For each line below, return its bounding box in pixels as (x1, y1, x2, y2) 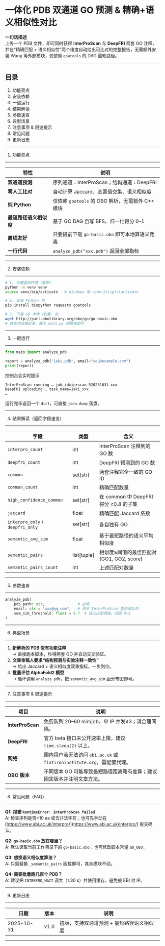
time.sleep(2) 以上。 (44, 742, 93, 749)
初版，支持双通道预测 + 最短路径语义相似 (59, 919, 154, 926)
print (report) (5, 363, 34, 368)
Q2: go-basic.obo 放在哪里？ (5, 838, 63, 844)
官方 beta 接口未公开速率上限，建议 (44, 735, 126, 741)
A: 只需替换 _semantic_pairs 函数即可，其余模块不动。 (5, 861, 115, 866)
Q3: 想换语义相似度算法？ (5, 854, 57, 860)
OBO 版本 (7, 772, 30, 779)
